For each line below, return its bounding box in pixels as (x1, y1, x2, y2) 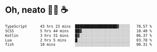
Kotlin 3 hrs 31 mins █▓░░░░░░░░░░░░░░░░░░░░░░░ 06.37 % (5, 33, 152, 38)
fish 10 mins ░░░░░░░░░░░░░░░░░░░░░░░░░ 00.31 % (5, 42, 152, 47)
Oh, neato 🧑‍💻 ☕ (5, 4, 68, 16)
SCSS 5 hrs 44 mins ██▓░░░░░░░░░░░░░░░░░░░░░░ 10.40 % (5, 28, 152, 33)
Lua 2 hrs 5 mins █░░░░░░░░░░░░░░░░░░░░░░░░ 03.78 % (5, 38, 152, 43)
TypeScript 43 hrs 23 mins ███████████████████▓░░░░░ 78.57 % (5, 24, 152, 29)
